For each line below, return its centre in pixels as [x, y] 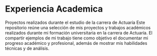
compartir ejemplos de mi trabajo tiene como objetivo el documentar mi [77, 38]
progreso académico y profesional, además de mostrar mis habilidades [76, 43]
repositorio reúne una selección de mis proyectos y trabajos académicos [78, 27]
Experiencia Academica [54, 9]
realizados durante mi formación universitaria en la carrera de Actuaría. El [79, 33]
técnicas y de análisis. [27, 48]
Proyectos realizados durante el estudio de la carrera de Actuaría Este [75, 22]
